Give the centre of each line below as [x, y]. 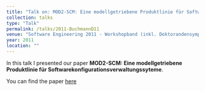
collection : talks [30, 18]
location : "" [23, 46]
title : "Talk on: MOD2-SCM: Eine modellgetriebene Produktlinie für [95, 12]
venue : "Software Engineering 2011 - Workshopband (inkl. [81, 35]
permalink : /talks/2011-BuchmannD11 [53, 29]
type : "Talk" [23, 23]
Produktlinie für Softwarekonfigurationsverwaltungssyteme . [85, 69]
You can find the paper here [41, 81]
